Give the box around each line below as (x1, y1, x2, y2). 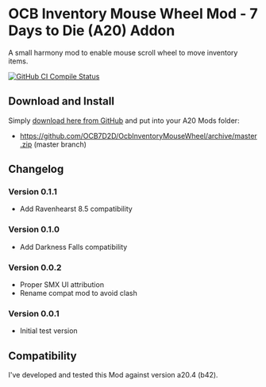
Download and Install (8, 94, 115, 108)
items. (8, 56, 29, 66)
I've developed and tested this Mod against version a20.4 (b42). (8, 370, 218, 380)
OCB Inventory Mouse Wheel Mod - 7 (8, 5, 258, 23)
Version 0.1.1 (8, 186, 57, 197)
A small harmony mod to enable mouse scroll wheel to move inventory (8, 48, 238, 57)
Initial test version (19, 326, 78, 335)
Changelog (8, 163, 64, 176)
